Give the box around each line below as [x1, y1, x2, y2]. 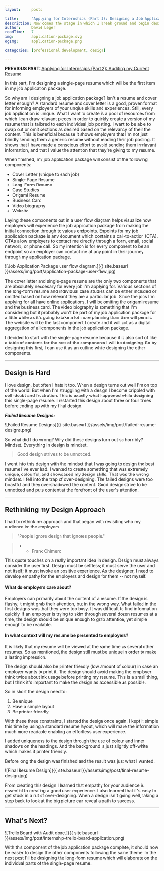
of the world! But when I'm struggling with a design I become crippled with [5, 387, 155, 393]
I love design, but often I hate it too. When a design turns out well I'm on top [5, 382, 157, 388]
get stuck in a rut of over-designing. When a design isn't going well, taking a [5, 792, 159, 798]
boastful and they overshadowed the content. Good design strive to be [5, 481, 147, 487]
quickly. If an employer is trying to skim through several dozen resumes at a [5, 611, 157, 617]
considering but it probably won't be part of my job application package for [5, 309, 156, 315]
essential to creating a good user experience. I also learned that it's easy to [5, 787, 157, 793]
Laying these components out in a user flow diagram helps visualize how [5, 217, 151, 223]
